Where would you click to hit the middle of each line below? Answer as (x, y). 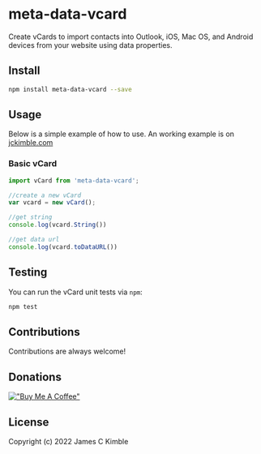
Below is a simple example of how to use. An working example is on (122, 134)
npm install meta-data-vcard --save (70, 89)
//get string (30, 217)
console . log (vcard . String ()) (58, 225)
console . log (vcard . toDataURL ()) (63, 247)
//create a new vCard (45, 195)
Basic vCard (33, 164)
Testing (28, 272)
